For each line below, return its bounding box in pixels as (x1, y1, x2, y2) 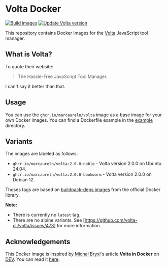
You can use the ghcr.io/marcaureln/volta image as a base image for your (5, 112, 162, 118)
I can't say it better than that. (5, 83, 65, 89)
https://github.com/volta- (84, 217, 138, 223)
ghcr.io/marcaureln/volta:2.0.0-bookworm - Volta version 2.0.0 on (12, 171, 152, 177)
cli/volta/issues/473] (12, 223, 56, 229)
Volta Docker (5, 3, 61, 15)
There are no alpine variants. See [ (12, 217, 85, 223)
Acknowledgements (5, 237, 71, 246)
